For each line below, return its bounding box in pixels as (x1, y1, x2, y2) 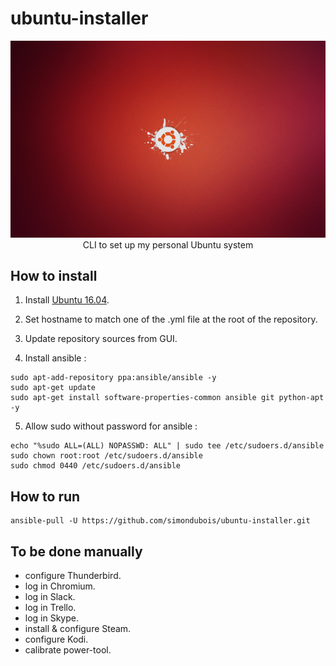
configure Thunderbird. (24, 570, 122, 581)
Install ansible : (24, 352, 87, 364)
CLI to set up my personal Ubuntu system (82, 238, 254, 251)
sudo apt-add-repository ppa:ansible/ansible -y (10, 373, 217, 383)
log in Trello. (24, 602, 77, 613)
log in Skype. (24, 612, 80, 624)
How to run (10, 488, 81, 505)
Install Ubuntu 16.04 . (24, 294, 110, 306)
